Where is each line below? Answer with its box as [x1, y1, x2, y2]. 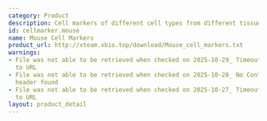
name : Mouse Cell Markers [8, 33, 94, 42]
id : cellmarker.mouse [8, 26, 80, 34]
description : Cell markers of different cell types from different [8, 19, 237, 27]
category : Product [8, 11, 69, 20]
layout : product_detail [8, 100, 87, 108]
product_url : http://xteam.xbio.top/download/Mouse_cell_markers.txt [8, 41, 244, 49]
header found [15, 78, 59, 86]
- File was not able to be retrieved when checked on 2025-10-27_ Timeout [8, 85, 261, 94]
